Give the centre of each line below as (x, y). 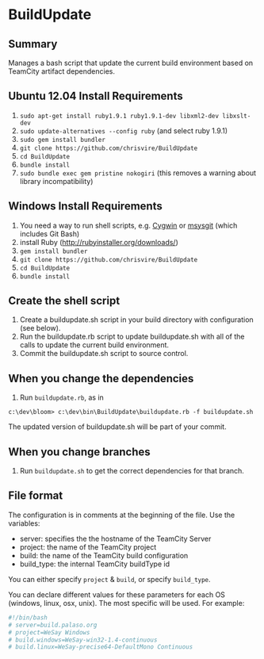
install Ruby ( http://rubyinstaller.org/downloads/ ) (99, 242)
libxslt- (236, 116)
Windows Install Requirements (85, 207)
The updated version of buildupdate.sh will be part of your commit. (118, 427)
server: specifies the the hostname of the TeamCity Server (115, 538)
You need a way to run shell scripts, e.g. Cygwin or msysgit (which (128, 225)
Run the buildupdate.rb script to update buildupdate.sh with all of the (132, 337)
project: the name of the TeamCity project (88, 547)
